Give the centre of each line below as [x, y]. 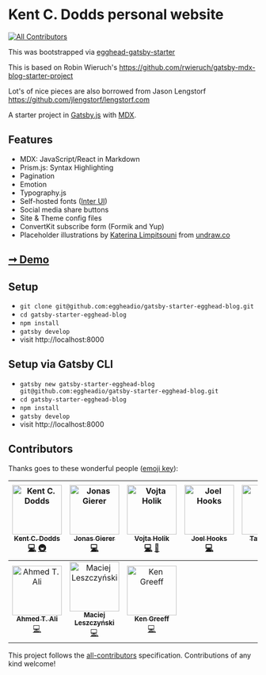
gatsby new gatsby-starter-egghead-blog [87, 384]
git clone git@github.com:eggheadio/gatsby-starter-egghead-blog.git [137, 306]
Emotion [33, 184]
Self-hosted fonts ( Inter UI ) [64, 201]
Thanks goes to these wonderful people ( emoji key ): [93, 468]
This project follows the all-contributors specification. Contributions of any [130, 655]
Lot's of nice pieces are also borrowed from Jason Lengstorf [107, 91]
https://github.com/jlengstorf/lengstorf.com [79, 99]
